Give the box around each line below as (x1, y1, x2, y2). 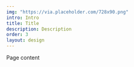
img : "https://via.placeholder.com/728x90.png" (6, 9, 129, 15)
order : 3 (6, 32, 28, 38)
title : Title (6, 20, 39, 26)
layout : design (6, 37, 45, 43)
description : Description (6, 26, 72, 32)
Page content (6, 54, 40, 61)
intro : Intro (6, 15, 39, 21)
